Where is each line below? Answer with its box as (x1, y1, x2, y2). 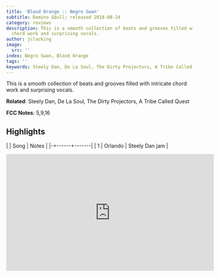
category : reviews (6, 20, 52, 26)
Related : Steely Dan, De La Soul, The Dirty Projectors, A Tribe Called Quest (6, 98, 190, 105)
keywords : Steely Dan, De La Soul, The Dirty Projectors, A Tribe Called (6, 63, 193, 70)
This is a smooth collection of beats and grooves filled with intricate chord (6, 80, 187, 87)
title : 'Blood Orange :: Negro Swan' (6, 8, 100, 15)
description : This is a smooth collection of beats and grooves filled (6, 25, 187, 31)
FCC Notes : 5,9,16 (6, 109, 50, 116)
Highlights (6, 126, 46, 136)
